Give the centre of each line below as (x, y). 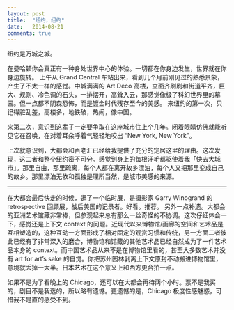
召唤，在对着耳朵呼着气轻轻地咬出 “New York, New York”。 (110, 136)
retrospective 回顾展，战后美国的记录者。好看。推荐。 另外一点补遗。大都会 (116, 207)
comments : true (29, 33)
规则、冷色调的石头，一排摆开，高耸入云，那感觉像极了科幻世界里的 (117, 95)
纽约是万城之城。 (32, 54)
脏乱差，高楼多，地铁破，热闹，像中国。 (77, 112)
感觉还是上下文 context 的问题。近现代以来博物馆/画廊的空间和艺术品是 (122, 224)
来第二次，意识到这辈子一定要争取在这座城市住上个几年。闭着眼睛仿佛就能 (114, 127)
